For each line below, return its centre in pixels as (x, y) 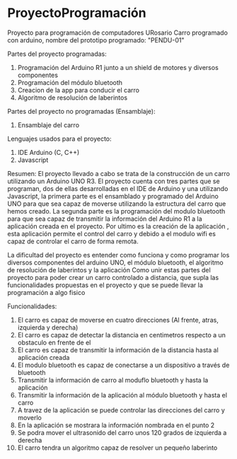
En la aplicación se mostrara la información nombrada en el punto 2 (116, 425)
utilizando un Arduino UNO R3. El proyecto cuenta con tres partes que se (114, 181)
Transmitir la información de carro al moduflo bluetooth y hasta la (113, 380)
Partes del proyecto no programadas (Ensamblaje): (81, 111)
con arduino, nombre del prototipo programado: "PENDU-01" (96, 40)
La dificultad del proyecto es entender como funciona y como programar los (118, 255)
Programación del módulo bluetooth (70, 82)
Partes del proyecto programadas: (57, 54)
